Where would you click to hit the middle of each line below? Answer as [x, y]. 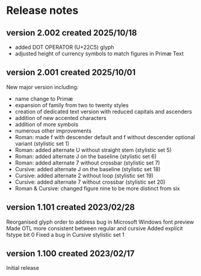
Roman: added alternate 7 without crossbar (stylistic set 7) [88, 163]
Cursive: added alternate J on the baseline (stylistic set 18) [88, 169]
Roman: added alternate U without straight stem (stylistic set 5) [93, 150]
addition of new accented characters [60, 118]
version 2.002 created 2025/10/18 [72, 33]
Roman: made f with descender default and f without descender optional [105, 137]
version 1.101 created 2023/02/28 [71, 208]
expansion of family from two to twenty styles [72, 105]
